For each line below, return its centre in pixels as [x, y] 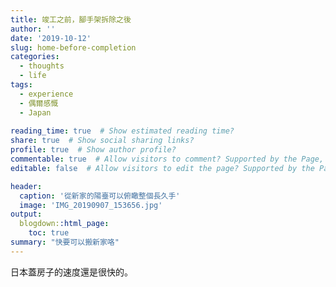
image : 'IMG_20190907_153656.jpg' [91, 205]
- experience [46, 94]
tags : [21, 85]
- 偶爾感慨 [39, 103]
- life [33, 76]
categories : [35, 57]
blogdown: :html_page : [64, 224]
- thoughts [42, 66]
